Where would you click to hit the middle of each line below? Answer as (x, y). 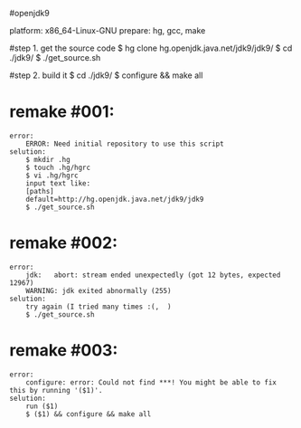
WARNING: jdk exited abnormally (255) (99, 290)
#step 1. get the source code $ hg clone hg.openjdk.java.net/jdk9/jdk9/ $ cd (151, 48)
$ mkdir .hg (48, 159)
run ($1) (42, 406)
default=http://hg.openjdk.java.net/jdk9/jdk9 (115, 199)
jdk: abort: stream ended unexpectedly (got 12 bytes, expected (153, 275)
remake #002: (64, 243)
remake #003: (64, 351)
